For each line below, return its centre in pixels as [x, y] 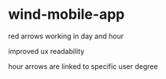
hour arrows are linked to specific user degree [83, 66]
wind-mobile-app [66, 14]
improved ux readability [46, 51]
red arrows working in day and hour [66, 36]
